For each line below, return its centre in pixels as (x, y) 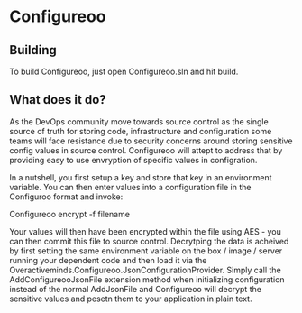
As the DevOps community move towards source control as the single (139, 121)
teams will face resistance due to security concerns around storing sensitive (151, 141)
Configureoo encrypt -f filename (70, 214)
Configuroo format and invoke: (66, 197)
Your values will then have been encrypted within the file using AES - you (145, 231)
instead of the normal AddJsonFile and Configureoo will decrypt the (135, 289)
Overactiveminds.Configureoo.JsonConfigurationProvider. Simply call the (145, 270)
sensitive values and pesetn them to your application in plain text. (131, 299)
